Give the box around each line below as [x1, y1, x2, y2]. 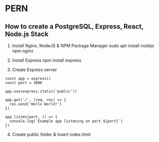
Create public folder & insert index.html [12, 132, 91, 137]
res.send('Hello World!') [9, 102, 62, 106]
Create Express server [12, 67, 57, 72]
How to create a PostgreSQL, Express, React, [5, 22, 143, 31]
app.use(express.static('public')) [5, 89, 77, 94]
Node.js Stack [5, 30, 49, 38]
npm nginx [12, 48, 34, 53]
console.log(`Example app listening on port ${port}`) [9, 119, 123, 124]
